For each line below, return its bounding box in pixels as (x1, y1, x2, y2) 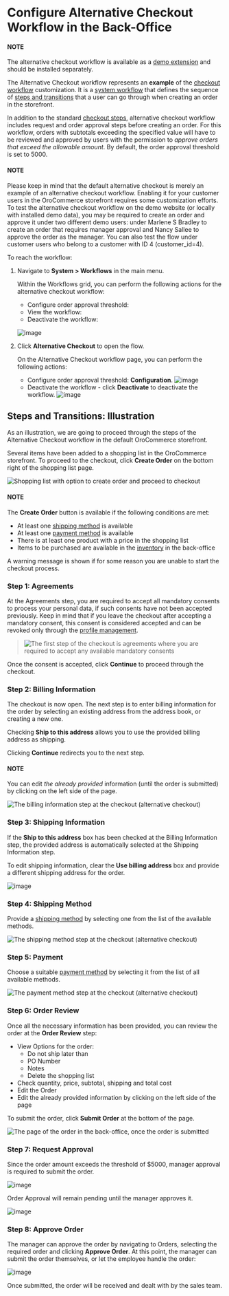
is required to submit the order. (7, 1167, 95, 1176)
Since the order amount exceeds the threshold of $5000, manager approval (7, 1160, 221, 1168)
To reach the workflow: (7, 253, 73, 261)
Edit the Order (16, 1086, 57, 1094)
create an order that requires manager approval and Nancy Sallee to (7, 225, 200, 233)
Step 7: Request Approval (7, 1144, 94, 1154)
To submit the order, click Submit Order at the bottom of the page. (7, 1114, 195, 1122)
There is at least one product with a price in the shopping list (16, 536, 189, 544)
